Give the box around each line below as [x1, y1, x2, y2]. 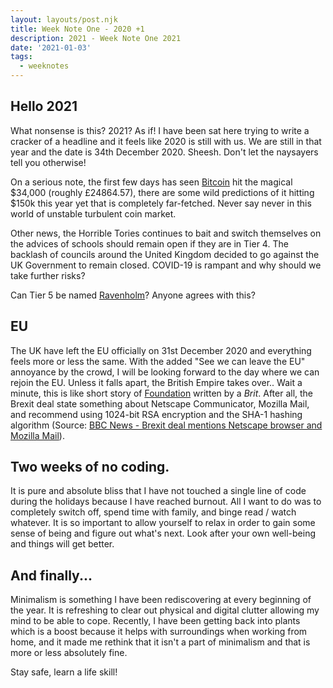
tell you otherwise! [10, 156, 87, 168]
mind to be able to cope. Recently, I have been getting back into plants [10, 615, 301, 627]
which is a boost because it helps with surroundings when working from [10, 626, 308, 638]
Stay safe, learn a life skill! [10, 666, 118, 678]
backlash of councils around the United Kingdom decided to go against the [10, 248, 320, 260]
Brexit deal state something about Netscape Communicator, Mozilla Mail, [10, 397, 310, 410]
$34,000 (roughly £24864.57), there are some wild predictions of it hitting [10, 186, 315, 198]
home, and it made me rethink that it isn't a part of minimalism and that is [10, 636, 311, 648]
